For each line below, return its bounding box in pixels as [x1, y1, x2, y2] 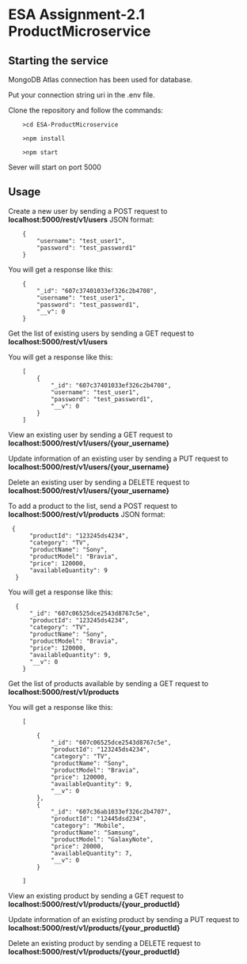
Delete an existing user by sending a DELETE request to [8, 477, 190, 487]
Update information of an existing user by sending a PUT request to [8, 454, 229, 463]
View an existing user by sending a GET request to [8, 430, 173, 439]
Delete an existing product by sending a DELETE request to [8, 938, 201, 947]
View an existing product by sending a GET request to [8, 890, 184, 900]
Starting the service [8, 54, 108, 67]
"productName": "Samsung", [50, 829, 140, 837]
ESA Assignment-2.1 [8, 6, 145, 24]
